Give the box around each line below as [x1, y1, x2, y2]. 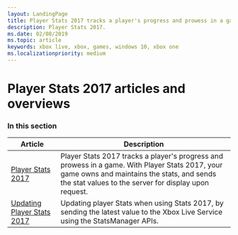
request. [59, 187, 89, 197]
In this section [7, 121, 57, 131]
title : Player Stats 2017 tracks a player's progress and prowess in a [7, 17, 223, 24]
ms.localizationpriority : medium [7, 50, 106, 58]
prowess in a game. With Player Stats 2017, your [59, 160, 223, 170]
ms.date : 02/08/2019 [7, 30, 69, 38]
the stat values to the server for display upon [59, 178, 210, 188]
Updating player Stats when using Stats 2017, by [59, 198, 225, 208]
